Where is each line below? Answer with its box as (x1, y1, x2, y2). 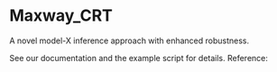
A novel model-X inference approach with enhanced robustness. (9, 35, 250, 46)
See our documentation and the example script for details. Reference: (9, 52, 269, 63)
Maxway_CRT (9, 5, 113, 26)
